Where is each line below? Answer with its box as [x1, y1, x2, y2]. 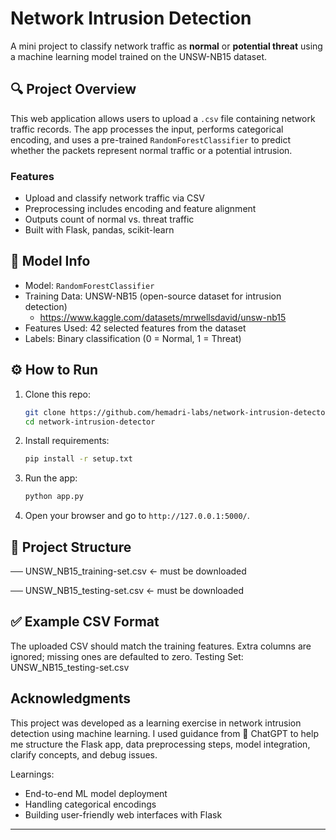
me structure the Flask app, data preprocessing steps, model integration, [10, 738, 311, 750]
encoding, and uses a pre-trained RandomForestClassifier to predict [10, 133, 292, 146]
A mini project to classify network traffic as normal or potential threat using [10, 40, 323, 52]
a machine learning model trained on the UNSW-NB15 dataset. [10, 50, 268, 62]
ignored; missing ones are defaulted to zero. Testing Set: [10, 650, 244, 662]
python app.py [24, 492, 84, 502]
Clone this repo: [24, 388, 91, 400]
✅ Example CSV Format [10, 613, 160, 631]
